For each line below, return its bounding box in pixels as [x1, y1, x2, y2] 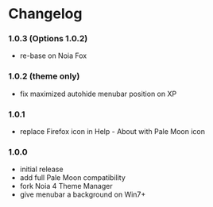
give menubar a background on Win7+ [19, 190, 146, 199]
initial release [19, 164, 64, 174]
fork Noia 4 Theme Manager [19, 182, 113, 191]
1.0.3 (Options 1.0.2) [8, 33, 88, 44]
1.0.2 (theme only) [8, 71, 80, 82]
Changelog [8, 5, 83, 23]
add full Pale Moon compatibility [19, 173, 126, 182]
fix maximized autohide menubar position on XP [19, 89, 177, 98]
